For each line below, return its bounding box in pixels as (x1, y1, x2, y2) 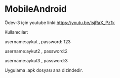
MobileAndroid (4, 3, 67, 15)
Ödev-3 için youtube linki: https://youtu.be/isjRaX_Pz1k (4, 20, 115, 26)
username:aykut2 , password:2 (4, 48, 68, 54)
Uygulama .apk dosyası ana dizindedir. (4, 67, 83, 73)
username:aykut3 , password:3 (4, 57, 68, 63)
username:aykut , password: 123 (4, 38, 71, 45)
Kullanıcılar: (4, 29, 28, 35)
